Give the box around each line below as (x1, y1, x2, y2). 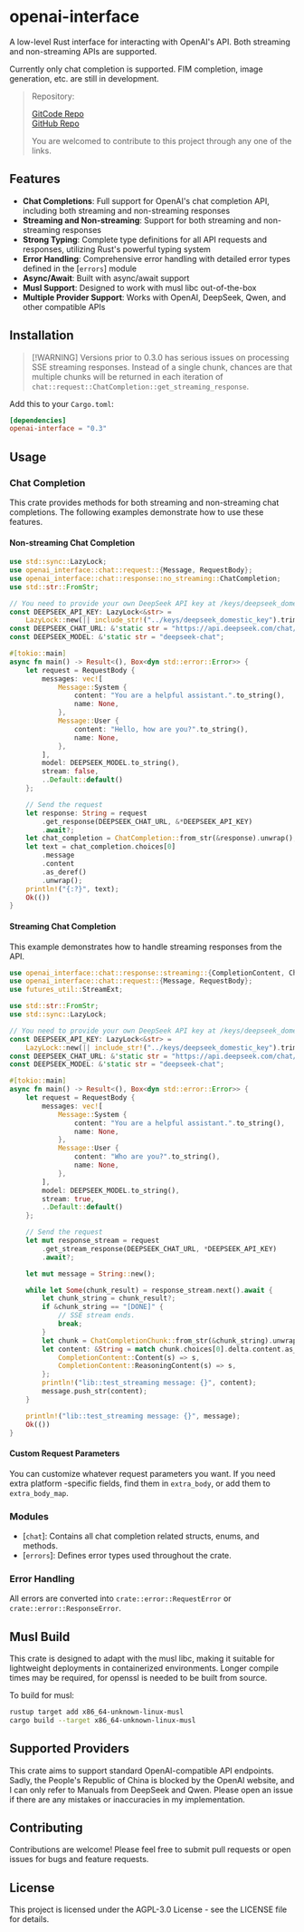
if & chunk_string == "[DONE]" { (42, 1303, 165, 1312)
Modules (9, 1510, 50, 1522)
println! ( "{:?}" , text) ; (25, 884, 119, 894)
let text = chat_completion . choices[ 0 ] (25, 842, 176, 851)
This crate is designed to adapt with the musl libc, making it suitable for (9, 1653, 275, 1665)
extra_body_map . (9, 1487, 70, 1498)
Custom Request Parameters (9, 1448, 120, 1459)
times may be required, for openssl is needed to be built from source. (9, 1673, 268, 1684)
